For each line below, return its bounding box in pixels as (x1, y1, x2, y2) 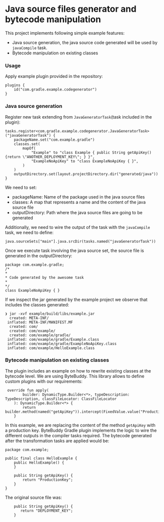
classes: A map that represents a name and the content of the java (12, 199, 146, 205)
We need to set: (5, 184, 37, 190)
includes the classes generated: (5, 301, 69, 307)
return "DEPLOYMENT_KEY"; (20, 508, 73, 513)
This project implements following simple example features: (5, 30, 125, 36)
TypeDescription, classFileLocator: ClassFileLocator (5, 396, 117, 401)
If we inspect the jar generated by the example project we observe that (5, 297, 148, 302)
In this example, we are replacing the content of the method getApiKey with (5, 422, 156, 428)
